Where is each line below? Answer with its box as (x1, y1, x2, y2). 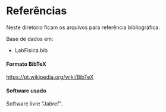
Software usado (6, 87, 46, 94)
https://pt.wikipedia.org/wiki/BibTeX (6, 73, 94, 81)
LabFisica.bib (14, 46, 48, 54)
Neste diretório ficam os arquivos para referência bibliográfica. (6, 24, 161, 31)
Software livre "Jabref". (6, 100, 63, 107)
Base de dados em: (6, 35, 54, 42)
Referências (6, 4, 67, 18)
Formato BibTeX (6, 60, 46, 68)
